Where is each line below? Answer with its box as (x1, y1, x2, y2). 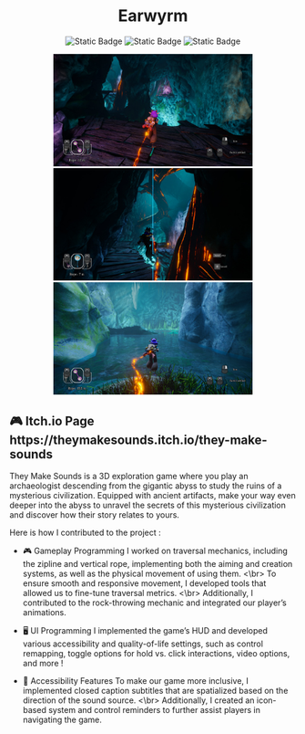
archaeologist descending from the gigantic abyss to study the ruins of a (9, 480, 282, 491)
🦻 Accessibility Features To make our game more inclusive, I (22, 676, 249, 687)
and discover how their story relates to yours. (9, 509, 180, 520)
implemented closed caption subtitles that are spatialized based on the (22, 686, 289, 697)
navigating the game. (22, 714, 103, 726)
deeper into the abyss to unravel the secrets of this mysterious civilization (9, 499, 287, 511)
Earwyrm (117, 5, 188, 26)
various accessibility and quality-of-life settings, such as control (22, 638, 264, 649)
